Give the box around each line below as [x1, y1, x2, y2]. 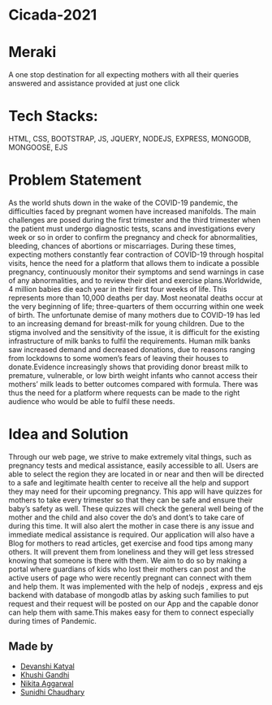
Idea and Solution [8, 425, 129, 444]
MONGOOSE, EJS [8, 142, 68, 152]
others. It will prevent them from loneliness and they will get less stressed [8, 546, 254, 556]
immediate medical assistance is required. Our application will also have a [8, 529, 255, 539]
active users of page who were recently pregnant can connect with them [8, 572, 252, 582]
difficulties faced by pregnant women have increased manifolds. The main [8, 207, 257, 216]
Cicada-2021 [8, 6, 97, 24]
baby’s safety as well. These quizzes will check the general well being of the [8, 503, 264, 513]
